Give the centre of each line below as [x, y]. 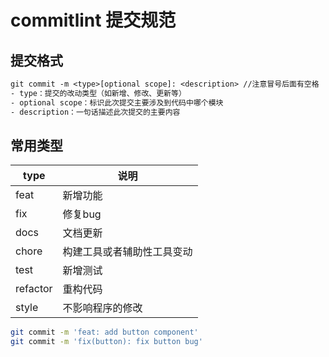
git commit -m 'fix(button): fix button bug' [106, 342]
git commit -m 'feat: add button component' [104, 332]
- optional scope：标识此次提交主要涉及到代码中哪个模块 [117, 102]
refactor [34, 289]
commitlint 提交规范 [93, 20]
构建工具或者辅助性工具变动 [127, 252]
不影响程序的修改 [102, 308]
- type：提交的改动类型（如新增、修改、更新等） [98, 93]
